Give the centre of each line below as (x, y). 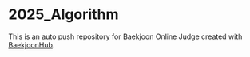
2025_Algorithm (63, 15)
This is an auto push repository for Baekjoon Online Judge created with (125, 36)
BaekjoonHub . (32, 44)
